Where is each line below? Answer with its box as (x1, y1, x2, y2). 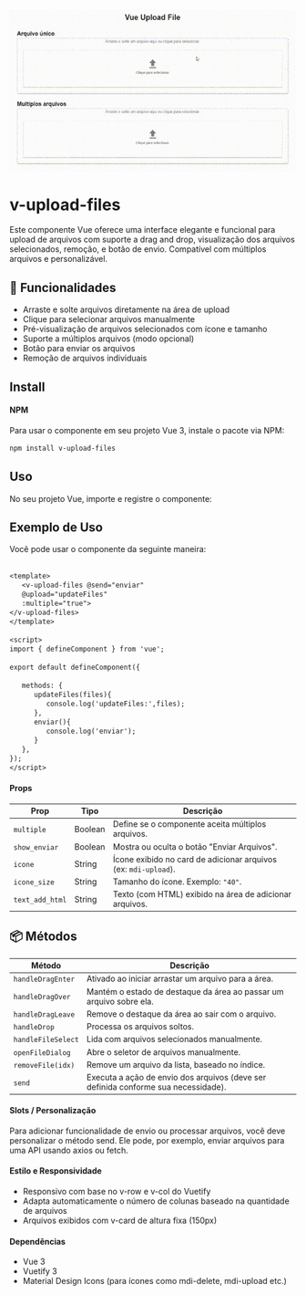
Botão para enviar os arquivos (22, 343, 136, 354)
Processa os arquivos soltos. (86, 1021, 194, 1032)
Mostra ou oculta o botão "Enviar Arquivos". (112, 841, 278, 852)
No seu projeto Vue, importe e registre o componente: (9, 493, 212, 504)
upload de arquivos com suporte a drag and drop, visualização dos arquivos (9, 234, 296, 245)
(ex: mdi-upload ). (112, 863, 176, 874)
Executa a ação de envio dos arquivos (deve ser (86, 1072, 267, 1083)
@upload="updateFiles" (21, 590, 107, 600)
